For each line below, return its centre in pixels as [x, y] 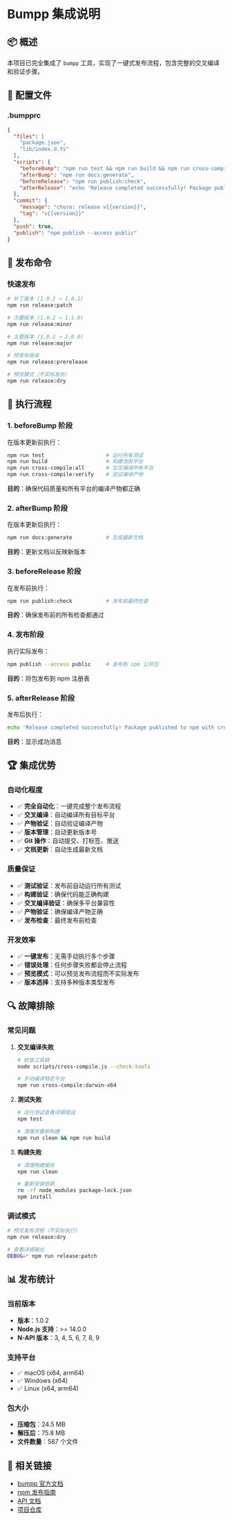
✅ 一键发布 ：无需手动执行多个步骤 [66, 957]
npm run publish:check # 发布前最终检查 [78, 601]
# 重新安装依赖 [36, 1184]
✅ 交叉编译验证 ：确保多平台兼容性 [66, 903]
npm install [34, 1197]
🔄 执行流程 [29, 405]
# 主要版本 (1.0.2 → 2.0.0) [46, 336]
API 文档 [29, 1501]
